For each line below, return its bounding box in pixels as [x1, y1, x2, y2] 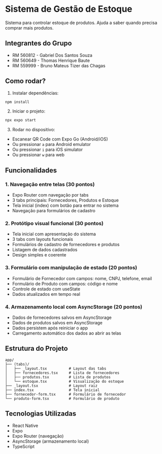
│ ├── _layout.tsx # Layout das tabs [5, 366, 107, 371]
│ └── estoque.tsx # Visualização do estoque [5, 379, 124, 384]
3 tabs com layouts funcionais [12, 236, 73, 242]
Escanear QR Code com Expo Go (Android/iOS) [12, 136, 108, 142]
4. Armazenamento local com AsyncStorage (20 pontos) [5, 303, 142, 310]
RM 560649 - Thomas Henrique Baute [12, 57, 90, 63]
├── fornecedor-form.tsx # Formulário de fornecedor [5, 392, 126, 397]
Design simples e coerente [12, 252, 66, 258]
